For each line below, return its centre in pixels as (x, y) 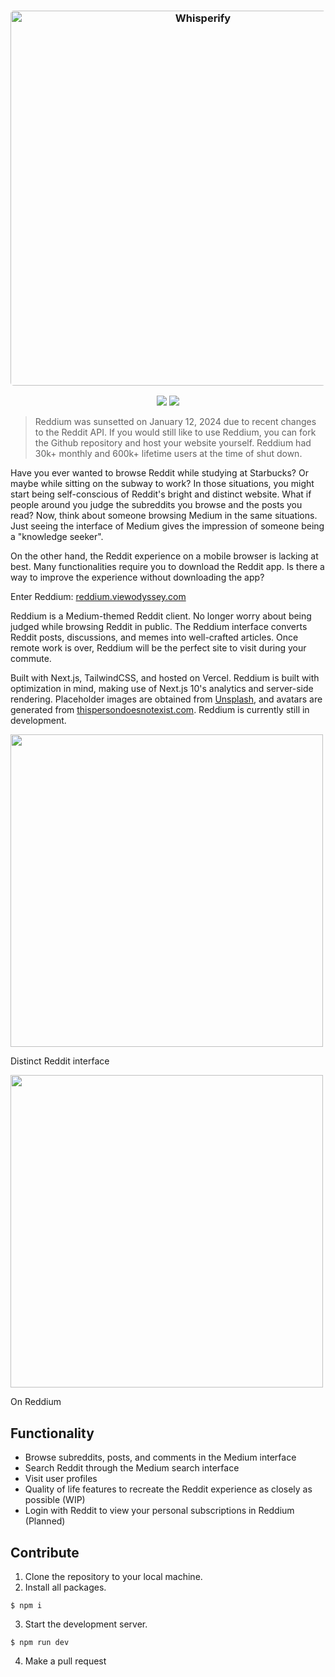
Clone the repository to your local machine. (113, 1576)
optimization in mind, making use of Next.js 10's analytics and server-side (162, 689)
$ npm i (26, 1605)
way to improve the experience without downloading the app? (137, 577)
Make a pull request (65, 1661)
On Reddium (36, 1402)
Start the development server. (86, 1624)
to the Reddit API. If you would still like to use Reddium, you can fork (175, 432)
